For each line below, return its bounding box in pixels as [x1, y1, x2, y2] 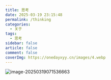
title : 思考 [5, 7, 29, 13]
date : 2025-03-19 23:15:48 [5, 12, 63, 17]
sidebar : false [5, 41, 38, 46]
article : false [5, 45, 38, 50]
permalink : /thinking [5, 17, 51, 22]
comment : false [5, 50, 38, 55]
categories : [5, 21, 31, 27]
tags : [5, 31, 17, 36]
